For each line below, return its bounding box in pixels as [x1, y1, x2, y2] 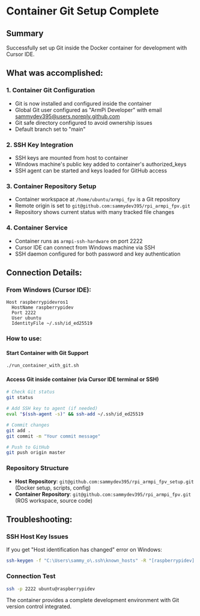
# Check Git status [6, 389, 55, 395]
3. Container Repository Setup [6, 182, 97, 190]
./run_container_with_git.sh [6, 363, 79, 369]
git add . [6, 427, 31, 433]
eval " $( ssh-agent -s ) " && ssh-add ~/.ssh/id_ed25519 [6, 411, 144, 417]
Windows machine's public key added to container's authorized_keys [14, 160, 187, 168]
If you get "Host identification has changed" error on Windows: [6, 546, 162, 553]
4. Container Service [6, 224, 68, 232]
